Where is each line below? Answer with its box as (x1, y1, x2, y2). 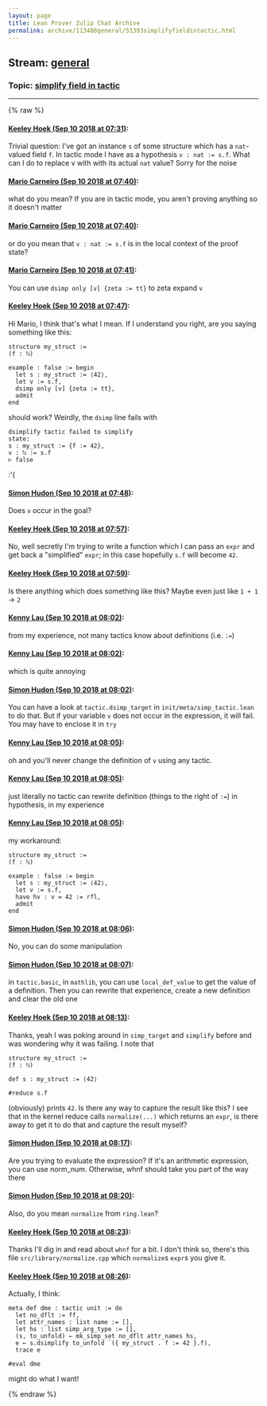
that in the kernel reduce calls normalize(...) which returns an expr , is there (8, 1111, 259, 1121)
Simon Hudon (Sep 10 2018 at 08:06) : (8, 923, 135, 933)
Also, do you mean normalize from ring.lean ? (8, 1208, 159, 1218)
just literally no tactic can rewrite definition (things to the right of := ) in (8, 791, 238, 801)
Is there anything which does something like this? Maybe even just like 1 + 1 (8, 586, 258, 596)
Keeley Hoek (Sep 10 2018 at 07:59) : (8, 569, 130, 578)
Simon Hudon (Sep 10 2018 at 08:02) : (8, 684, 135, 694)
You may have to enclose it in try (8, 719, 117, 729)
